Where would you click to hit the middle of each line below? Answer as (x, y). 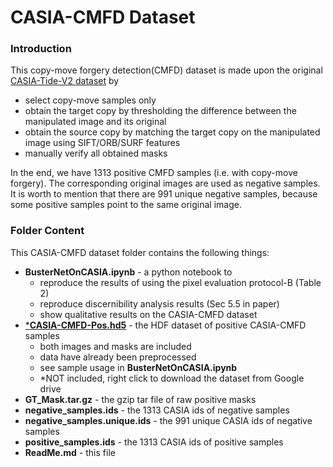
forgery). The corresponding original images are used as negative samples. (165, 183)
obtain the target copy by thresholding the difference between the (160, 111)
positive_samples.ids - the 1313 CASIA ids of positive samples (154, 442)
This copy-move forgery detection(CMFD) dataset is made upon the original (166, 70)
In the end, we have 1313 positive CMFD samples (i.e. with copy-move (154, 173)
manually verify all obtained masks (96, 153)
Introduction (41, 49)
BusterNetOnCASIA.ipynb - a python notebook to (128, 272)
